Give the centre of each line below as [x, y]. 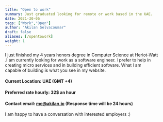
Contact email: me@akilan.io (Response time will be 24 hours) [69, 103]
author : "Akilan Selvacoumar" [36, 28]
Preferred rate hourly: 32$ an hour [41, 92]
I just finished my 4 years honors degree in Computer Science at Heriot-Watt [81, 55]
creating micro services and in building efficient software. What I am [73, 65]
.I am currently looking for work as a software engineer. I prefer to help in [78, 60]
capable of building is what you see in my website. [56, 70]
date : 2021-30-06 [23, 18]
